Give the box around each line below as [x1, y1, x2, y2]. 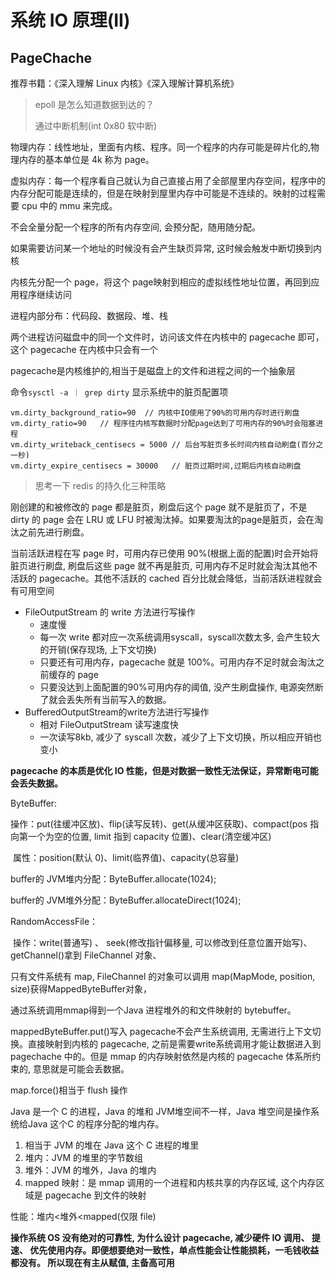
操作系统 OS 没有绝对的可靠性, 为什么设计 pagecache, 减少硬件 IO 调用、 [10, 1232, 310, 1243]
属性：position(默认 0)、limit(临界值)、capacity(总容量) [12, 852, 240, 863]
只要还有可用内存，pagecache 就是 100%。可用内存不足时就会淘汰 [39, 656, 317, 668]
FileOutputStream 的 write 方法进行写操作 [24, 606, 196, 618]
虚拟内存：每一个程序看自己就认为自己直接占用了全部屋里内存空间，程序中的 [10, 175, 326, 186]
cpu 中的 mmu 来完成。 [21, 200, 118, 211]
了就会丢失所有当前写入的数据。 [39, 694, 172, 705]
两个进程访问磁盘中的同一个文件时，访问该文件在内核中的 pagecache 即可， [10, 331, 325, 343]
